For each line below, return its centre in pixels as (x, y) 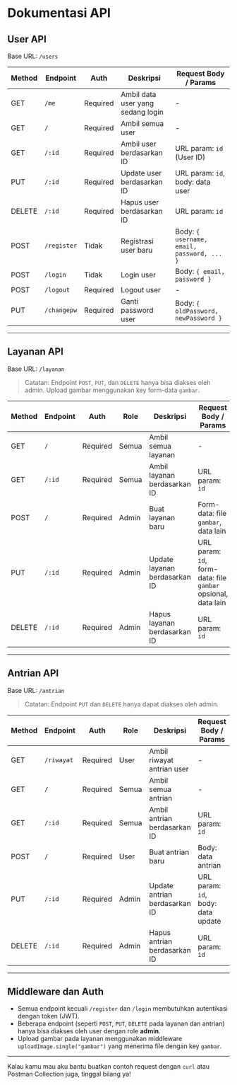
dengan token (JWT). (48, 1016)
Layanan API (35, 352)
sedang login (142, 112)
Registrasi (137, 241)
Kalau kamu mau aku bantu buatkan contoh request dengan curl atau (109, 1067)
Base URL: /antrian (36, 690)
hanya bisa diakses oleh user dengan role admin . (89, 1031)
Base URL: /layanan (36, 369)
